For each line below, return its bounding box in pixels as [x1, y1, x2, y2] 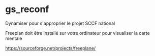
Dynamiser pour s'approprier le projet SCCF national [5, 20, 115, 26]
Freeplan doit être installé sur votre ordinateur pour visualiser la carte [5, 30, 150, 36]
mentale [5, 35, 22, 41]
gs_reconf [5, 4, 49, 15]
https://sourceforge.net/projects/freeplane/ [5, 45, 96, 51]
